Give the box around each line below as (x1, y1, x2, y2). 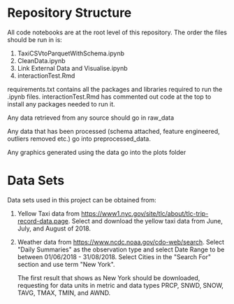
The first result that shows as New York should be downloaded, (17, 273, 200, 282)
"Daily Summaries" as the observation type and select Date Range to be (17, 245, 225, 254)
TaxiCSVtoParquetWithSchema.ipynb (17, 49, 124, 57)
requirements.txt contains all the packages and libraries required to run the (7, 85, 223, 93)
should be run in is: (7, 35, 63, 43)
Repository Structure (7, 5, 132, 21)
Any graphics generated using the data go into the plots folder (7, 148, 187, 156)
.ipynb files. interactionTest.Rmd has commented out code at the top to (7, 92, 212, 101)
